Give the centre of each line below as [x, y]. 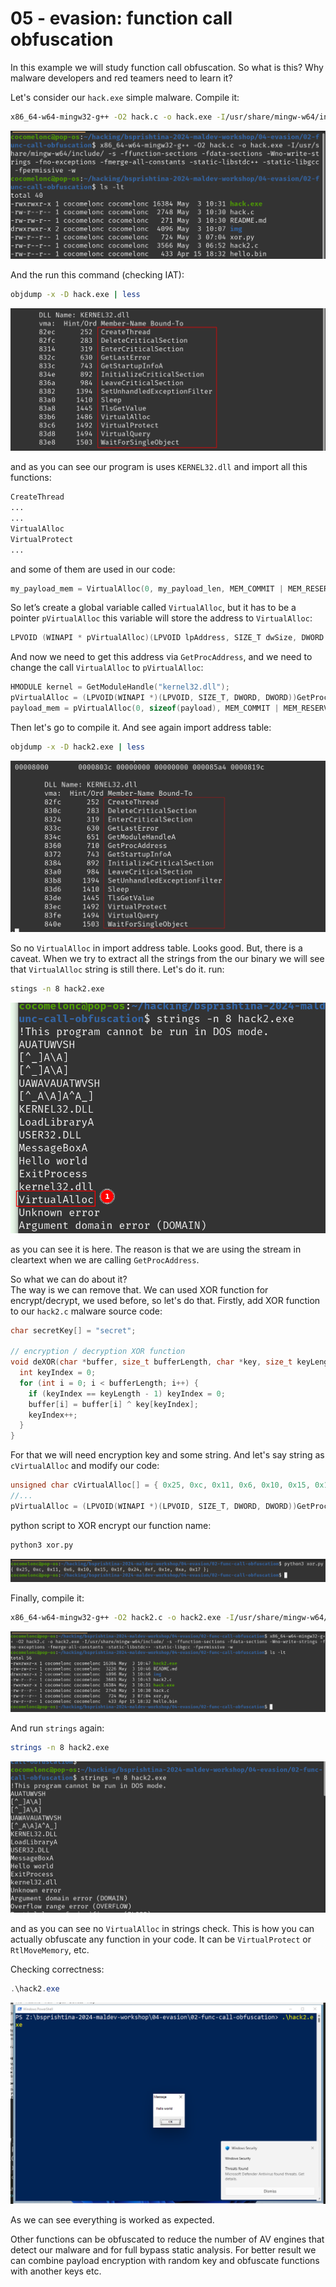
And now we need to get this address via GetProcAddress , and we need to [161, 657]
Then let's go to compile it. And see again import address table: [141, 727]
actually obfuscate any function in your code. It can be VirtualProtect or [161, 1939]
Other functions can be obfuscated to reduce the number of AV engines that [167, 2239]
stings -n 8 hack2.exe [57, 988]
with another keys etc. [56, 2271]
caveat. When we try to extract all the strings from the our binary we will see [167, 958]
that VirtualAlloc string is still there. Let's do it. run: [117, 969]
